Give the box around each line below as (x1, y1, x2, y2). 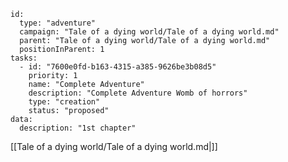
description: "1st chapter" (19, 123, 137, 133)
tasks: (10, 53, 38, 63)
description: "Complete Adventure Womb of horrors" (28, 88, 248, 98)
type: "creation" (28, 97, 101, 107)
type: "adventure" (19, 18, 97, 28)
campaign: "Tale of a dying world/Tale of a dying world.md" (19, 27, 280, 37)
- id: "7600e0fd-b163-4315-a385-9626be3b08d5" (19, 62, 217, 72)
